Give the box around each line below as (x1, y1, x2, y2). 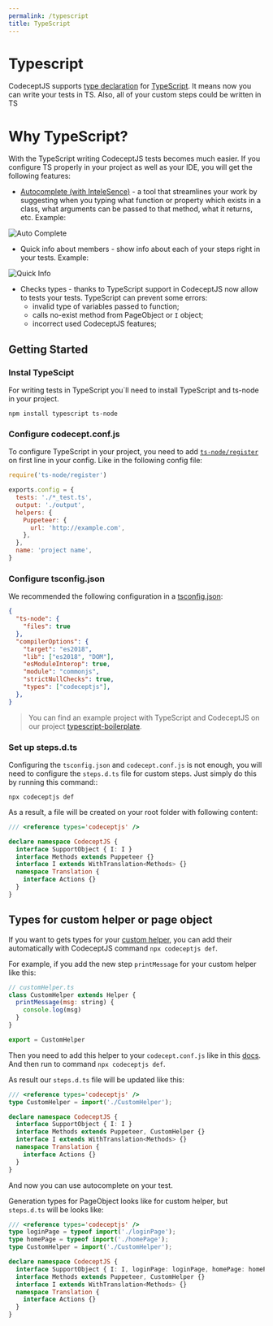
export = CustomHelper (8, 1035, 85, 1044)
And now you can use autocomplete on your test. (8, 1180, 173, 1190)
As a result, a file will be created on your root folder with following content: (8, 807, 258, 817)
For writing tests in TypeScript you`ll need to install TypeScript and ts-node (8, 385, 259, 395)
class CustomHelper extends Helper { (8, 990, 136, 999)
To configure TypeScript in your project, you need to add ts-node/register (8, 447, 258, 457)
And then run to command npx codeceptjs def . (8, 1059, 166, 1068)
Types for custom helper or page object (8, 913, 213, 927)
